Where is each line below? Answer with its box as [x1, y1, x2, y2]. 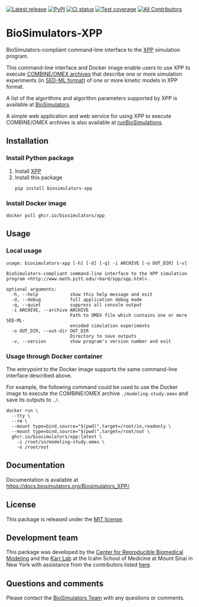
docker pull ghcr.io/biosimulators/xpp [6, 212, 105, 219]
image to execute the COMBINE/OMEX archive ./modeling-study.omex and [6, 390, 188, 397]
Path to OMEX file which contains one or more [70, 312, 187, 318]
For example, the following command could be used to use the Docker [6, 383, 178, 390]
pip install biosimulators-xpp [14, 185, 93, 191]
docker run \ [6, 407, 39, 413]
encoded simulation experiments [70, 322, 150, 329]
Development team [6, 533, 78, 543]
